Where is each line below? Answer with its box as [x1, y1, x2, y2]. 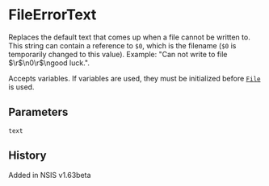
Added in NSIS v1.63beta [8, 170, 91, 180]
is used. [8, 82, 35, 92]
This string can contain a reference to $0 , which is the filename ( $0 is [8, 40, 237, 50]
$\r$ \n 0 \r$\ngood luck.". [8, 58, 90, 68]
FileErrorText [8, 6, 97, 24]
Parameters [8, 105, 69, 119]
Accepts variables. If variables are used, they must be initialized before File [8, 73, 261, 83]
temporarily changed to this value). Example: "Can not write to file [8, 49, 228, 59]
